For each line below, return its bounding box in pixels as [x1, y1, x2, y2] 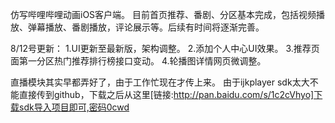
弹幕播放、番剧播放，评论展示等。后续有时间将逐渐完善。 [27, 21, 265, 33]
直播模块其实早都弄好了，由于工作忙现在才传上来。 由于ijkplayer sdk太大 [10, 76, 310, 88]
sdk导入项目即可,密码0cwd [18, 101, 130, 113]
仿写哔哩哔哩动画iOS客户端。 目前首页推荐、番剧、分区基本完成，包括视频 [10, 9, 317, 20]
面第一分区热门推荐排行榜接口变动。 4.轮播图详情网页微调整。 [10, 55, 267, 67]
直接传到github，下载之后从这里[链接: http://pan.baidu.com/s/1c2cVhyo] [18, 89, 315, 100]
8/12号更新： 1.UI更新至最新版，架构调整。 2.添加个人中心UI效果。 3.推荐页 [10, 43, 320, 54]
